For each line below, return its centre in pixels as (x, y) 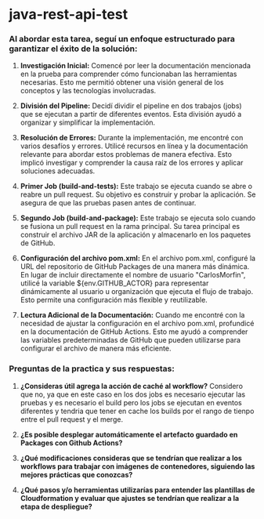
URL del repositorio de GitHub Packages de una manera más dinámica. (135, 267)
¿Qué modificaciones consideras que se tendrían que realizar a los (131, 458)
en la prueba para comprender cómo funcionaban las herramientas (128, 74)
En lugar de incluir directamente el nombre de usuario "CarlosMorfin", (133, 275)
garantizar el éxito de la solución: (73, 49)
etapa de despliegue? (56, 506)
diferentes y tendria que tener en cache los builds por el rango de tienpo (137, 411)
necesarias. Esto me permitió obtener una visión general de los (122, 82)
